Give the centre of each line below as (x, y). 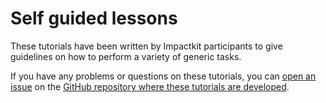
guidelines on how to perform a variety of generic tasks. (126, 56)
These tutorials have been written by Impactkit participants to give (146, 46)
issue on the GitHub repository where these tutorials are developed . (150, 86)
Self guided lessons (94, 18)
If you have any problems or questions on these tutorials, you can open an (163, 76)
